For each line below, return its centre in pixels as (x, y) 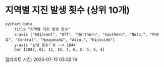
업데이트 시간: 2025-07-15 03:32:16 (41, 59)
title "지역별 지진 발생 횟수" (42, 29)
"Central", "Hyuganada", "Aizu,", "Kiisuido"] (65, 40)
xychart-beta (19, 24)
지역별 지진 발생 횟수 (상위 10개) (68, 10)
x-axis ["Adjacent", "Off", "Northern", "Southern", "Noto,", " (83, 34)
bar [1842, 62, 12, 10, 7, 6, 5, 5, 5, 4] (60, 49)
